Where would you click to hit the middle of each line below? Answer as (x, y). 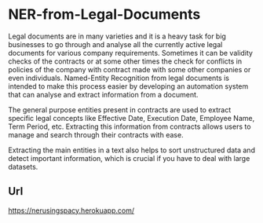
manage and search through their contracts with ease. (96, 134)
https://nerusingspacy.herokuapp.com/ (71, 210)
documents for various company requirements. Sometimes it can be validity (131, 53)
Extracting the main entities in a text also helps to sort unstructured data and (131, 150)
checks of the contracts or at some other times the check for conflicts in (125, 61)
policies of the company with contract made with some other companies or (130, 69)
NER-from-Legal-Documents (104, 15)
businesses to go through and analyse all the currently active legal (115, 44)
